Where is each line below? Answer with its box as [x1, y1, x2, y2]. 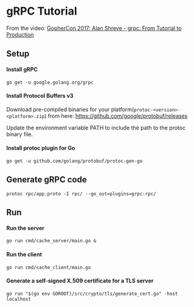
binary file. [6, 130, 33, 138]
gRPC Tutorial [6, 4, 77, 18]
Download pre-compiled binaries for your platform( [6, 106, 134, 113]
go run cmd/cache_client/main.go [6, 264, 91, 270]
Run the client [6, 250, 43, 258]
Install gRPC [6, 65, 38, 73]
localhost [6, 296, 32, 302]
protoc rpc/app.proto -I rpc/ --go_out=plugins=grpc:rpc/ [6, 190, 156, 197]
